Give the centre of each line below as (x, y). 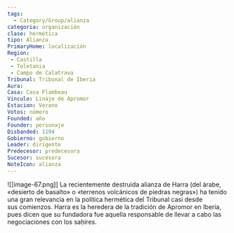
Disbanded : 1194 (31, 132)
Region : (19, 53)
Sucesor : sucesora (34, 158)
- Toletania (28, 66)
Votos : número (28, 112)
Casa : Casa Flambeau (38, 92)
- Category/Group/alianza (52, 20)
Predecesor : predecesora (44, 151)
